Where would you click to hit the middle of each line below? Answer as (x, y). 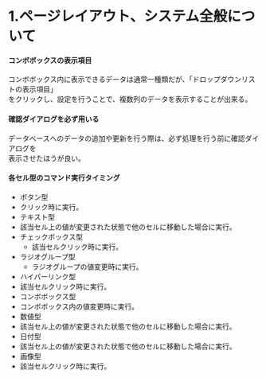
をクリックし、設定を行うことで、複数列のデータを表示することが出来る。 (130, 99)
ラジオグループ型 (47, 256)
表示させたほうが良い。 (47, 158)
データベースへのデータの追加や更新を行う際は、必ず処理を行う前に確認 (127, 138)
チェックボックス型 (51, 236)
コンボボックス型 (48, 296)
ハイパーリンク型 (48, 276)
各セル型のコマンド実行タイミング (64, 178)
